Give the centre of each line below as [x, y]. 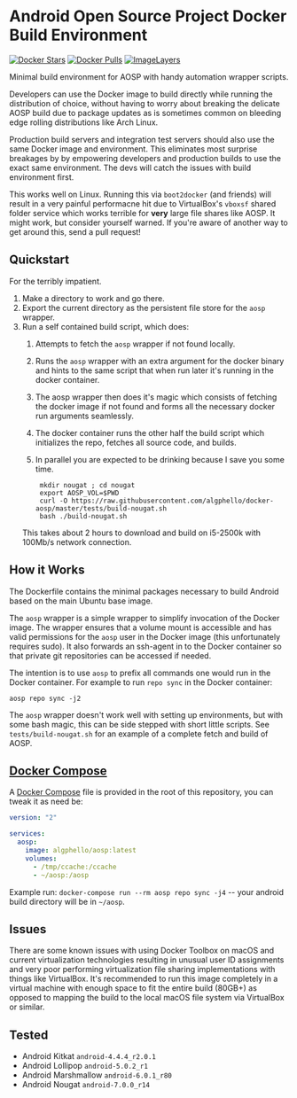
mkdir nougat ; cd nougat [87, 485]
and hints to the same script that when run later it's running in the [155, 370]
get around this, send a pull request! [75, 231]
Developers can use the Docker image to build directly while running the [141, 94]
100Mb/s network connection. [77, 541]
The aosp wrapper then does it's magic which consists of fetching [156, 397]
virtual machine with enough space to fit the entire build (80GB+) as [133, 988]
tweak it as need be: [46, 802]
